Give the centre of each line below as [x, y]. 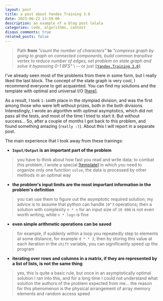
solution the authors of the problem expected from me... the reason [84, 283]
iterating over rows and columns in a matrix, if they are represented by [84, 258]
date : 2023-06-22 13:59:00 [32, 18]
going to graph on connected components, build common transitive [85, 55]
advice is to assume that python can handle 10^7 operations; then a [84, 204]
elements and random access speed [53, 293]
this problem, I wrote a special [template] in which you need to [79, 165]
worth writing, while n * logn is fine [53, 214]
